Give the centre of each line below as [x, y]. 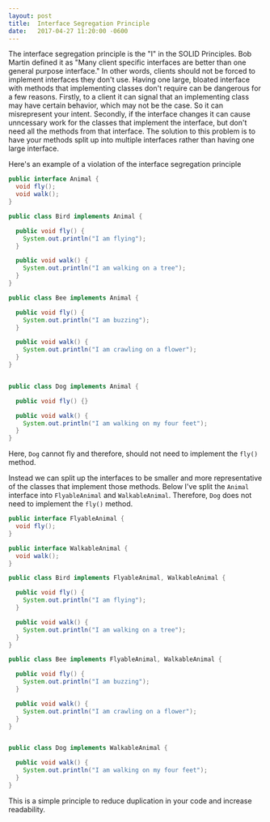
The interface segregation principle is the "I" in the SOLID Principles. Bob [130, 54]
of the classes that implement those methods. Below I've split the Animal [129, 487]
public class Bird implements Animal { [76, 216]
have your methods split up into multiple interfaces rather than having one [131, 140]
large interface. [34, 149]
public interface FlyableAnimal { [67, 519]
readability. [27, 809]
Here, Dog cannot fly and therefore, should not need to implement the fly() [133, 454]
